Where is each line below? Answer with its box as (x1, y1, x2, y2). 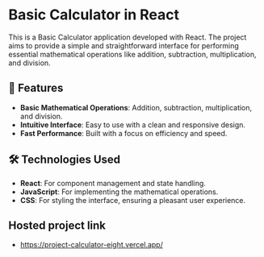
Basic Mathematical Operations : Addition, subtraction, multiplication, (19, 102, 253, 112)
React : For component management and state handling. (19, 178, 206, 188)
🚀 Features (8, 81, 64, 95)
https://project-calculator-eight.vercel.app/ (19, 240, 163, 250)
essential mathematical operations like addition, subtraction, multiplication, (8, 49, 257, 59)
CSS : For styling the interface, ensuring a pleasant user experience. (19, 195, 246, 205)
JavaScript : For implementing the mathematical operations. (19, 187, 219, 197)
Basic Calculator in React (8, 6, 180, 24)
